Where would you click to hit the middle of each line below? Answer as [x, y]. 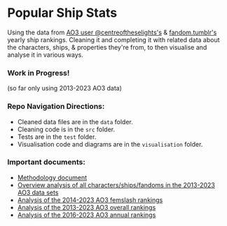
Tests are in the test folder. [57, 137]
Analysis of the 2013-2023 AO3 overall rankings [87, 207]
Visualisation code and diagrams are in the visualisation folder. [110, 144]
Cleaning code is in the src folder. [66, 129]
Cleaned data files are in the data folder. [75, 121]
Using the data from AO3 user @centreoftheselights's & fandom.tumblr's [112, 32]
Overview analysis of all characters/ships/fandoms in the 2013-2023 [116, 185]
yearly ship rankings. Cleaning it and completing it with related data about [113, 39]
